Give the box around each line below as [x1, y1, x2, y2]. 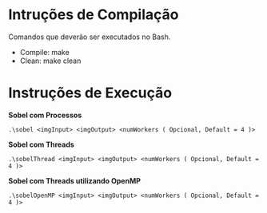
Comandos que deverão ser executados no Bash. [8, 32, 171, 41]
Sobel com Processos [8, 110, 82, 120]
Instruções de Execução [8, 84, 173, 102]
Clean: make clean [19, 56, 82, 65]
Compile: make [19, 47, 70, 57]
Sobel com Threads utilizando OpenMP [8, 176, 141, 185]
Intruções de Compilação [8, 6, 179, 24]
